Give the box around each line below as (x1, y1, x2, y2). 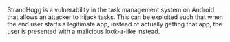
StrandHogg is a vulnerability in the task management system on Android (7, 6, 215, 14)
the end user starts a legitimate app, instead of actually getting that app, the (7, 20, 222, 28)
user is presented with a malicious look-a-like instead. (7, 27, 160, 35)
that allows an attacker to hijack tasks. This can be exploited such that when (7, 13, 224, 21)
